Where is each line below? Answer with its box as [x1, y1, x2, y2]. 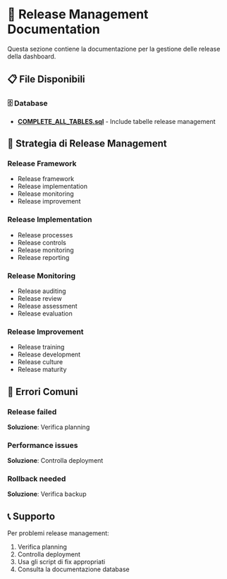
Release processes [17, 230, 73, 239]
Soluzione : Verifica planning [7, 423, 90, 431]
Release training [17, 343, 65, 351]
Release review [17, 294, 62, 302]
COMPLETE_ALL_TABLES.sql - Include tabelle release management [17, 117, 216, 125]
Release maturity [17, 366, 67, 374]
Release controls [17, 238, 67, 247]
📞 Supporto [7, 510, 55, 522]
